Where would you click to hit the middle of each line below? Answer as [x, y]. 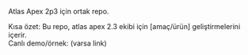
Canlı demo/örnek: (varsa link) [57, 43]
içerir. [17, 35]
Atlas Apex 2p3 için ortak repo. [59, 11]
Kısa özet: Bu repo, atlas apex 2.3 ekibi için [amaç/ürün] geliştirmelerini [124, 26]
